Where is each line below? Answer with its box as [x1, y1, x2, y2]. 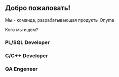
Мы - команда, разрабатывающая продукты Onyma [5, 17, 115, 23]
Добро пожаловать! [5, 4, 71, 12]
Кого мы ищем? [5, 27, 39, 33]
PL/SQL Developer [5, 39, 50, 46]
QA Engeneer [5, 65, 38, 72]
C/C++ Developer [5, 52, 48, 59]
